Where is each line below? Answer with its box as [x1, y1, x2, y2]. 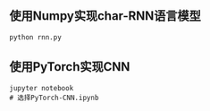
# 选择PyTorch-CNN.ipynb [9, 93, 99, 102]
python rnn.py [9, 32, 63, 42]
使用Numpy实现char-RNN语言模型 [9, 8, 201, 24]
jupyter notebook [9, 83, 74, 92]
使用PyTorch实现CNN [9, 59, 130, 74]
